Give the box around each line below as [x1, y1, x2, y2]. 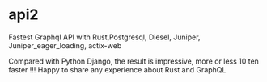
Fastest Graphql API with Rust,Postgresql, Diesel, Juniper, [8, 32, 201, 42]
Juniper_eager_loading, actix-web [8, 40, 122, 50]
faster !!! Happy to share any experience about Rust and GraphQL [8, 64, 227, 74]
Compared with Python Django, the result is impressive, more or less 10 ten [8, 56, 259, 66]
